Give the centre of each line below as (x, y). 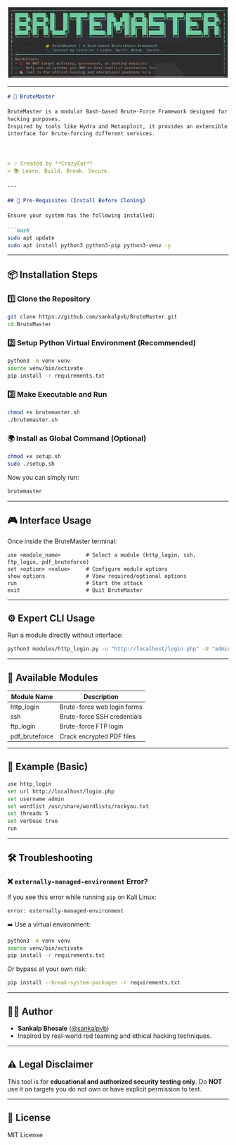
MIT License (25, 1134)
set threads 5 (28, 814)
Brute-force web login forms (101, 707)
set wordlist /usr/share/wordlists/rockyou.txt (78, 806)
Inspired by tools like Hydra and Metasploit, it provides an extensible (118, 126)
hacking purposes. (34, 119)
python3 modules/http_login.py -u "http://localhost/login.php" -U (108, 649)
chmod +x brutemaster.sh (44, 413)
